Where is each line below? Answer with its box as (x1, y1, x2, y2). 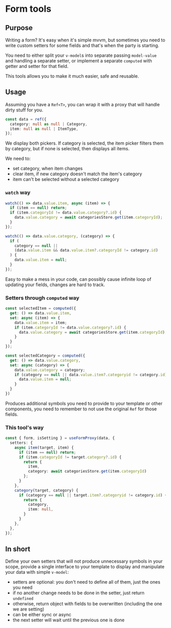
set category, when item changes (12, 166, 83, 172)
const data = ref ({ (5, 117, 47, 122)
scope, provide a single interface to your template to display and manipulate (5, 564, 164, 570)
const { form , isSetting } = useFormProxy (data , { (5, 435, 115, 441)
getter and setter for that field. (5, 63, 69, 69)
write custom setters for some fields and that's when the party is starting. (5, 42, 159, 49)
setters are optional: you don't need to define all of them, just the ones (12, 579, 160, 585)
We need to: (5, 155, 31, 161)
